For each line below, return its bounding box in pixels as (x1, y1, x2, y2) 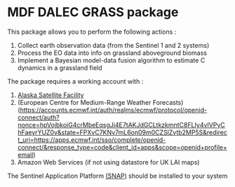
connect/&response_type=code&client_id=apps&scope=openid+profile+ (17, 143, 228, 151)
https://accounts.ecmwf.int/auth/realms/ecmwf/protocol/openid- (20, 105, 208, 114)
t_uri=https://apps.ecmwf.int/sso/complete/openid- (17, 135, 166, 144)
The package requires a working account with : (7, 77, 144, 85)
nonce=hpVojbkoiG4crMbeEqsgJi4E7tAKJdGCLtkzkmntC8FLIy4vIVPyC (17, 120, 226, 129)
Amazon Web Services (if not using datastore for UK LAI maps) (17, 157, 200, 166)
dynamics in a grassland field (17, 63, 103, 72)
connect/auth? (17, 113, 60, 122)
